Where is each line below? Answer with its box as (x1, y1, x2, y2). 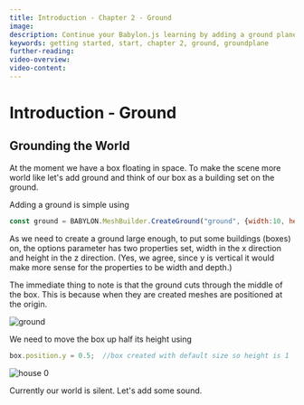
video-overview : (9, 55, 71, 64)
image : (9, 22, 34, 31)
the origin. (9, 298, 48, 309)
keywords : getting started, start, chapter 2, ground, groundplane (9, 38, 270, 48)
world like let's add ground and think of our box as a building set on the (9, 172, 275, 183)
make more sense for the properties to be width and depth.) (9, 261, 233, 272)
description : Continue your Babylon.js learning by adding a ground (9, 30, 273, 39)
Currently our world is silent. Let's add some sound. (9, 385, 203, 396)
